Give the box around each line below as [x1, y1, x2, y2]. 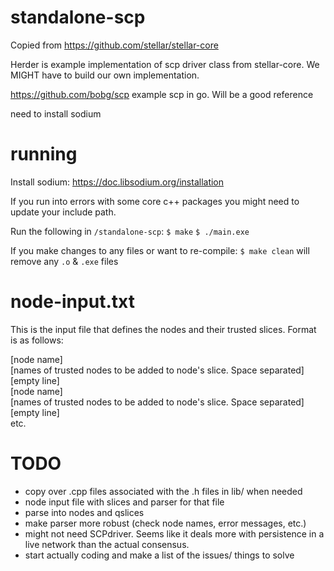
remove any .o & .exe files [10, 255, 119, 267]
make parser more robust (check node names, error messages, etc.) [24, 517, 307, 529]
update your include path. [10, 206, 117, 218]
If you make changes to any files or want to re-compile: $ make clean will [10, 244, 310, 256]
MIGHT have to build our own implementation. [10, 69, 200, 81]
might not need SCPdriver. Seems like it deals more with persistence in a [24, 527, 325, 540]
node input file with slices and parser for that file [24, 496, 225, 508]
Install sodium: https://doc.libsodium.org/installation [10, 176, 225, 188]
